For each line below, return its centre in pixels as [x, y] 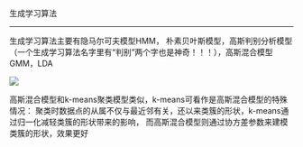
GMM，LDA [31, 63]
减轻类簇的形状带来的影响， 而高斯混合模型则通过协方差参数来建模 [164, 122]
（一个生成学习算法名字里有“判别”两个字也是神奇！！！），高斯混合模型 [141, 52]
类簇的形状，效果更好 [49, 133]
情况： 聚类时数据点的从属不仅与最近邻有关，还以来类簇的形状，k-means [145, 110]
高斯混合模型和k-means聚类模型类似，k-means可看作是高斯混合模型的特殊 [149, 99]
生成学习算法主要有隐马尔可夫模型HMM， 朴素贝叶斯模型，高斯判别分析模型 [151, 41]
